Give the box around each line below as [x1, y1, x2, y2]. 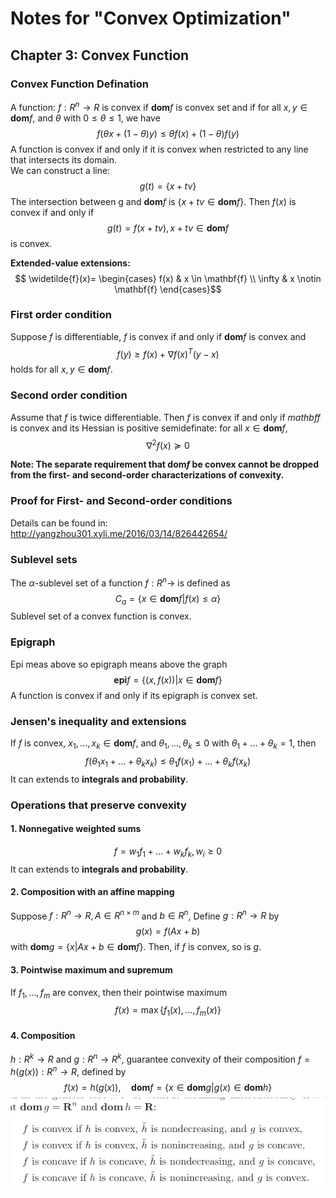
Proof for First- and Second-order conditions [10, 494, 233, 508]
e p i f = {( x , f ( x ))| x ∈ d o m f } [113, 673, 223, 686]
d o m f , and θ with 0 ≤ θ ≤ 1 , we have [10, 112, 161, 124]
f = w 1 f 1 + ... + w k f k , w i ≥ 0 [113, 845, 223, 859]
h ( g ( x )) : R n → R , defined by [10, 1064, 127, 1077]
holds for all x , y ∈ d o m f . [10, 363, 113, 376]
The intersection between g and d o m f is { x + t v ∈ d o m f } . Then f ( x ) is [10, 195, 297, 207]
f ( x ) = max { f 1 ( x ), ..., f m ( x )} [114, 1004, 222, 1019]
